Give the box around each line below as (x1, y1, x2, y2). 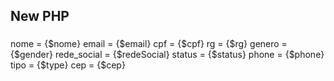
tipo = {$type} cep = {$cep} (10, 59, 126, 71)
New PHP (10, 8, 70, 25)
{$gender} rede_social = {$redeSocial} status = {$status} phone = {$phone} (10, 49, 325, 61)
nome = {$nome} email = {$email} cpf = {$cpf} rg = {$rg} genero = (10, 38, 288, 50)
